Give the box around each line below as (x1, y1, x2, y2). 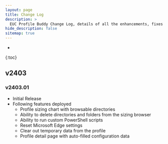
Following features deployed (12, 101, 71, 107)
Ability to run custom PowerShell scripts (20, 117, 103, 123)
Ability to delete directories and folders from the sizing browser (20, 111, 151, 117)
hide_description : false (5, 26, 57, 31)
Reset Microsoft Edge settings (20, 122, 83, 128)
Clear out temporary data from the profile (20, 127, 106, 133)
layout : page (5, 7, 33, 13)
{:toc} (5, 54, 17, 60)
